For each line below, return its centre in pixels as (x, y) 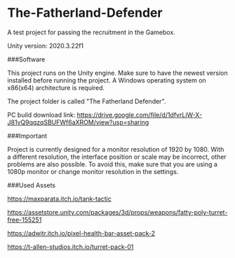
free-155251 (25, 220)
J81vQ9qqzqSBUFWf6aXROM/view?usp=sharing (78, 122)
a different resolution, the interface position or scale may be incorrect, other (117, 157)
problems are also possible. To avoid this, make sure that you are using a (112, 164)
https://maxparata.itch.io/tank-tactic (60, 199)
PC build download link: (41, 115)
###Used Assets (32, 185)
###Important (27, 136)
